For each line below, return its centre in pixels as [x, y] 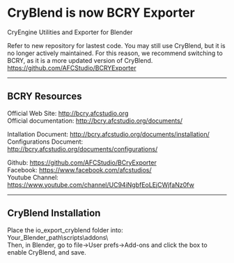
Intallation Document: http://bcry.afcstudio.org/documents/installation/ [109, 134]
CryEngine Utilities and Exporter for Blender [70, 32]
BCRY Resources [45, 97]
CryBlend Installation [54, 213]
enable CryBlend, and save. [47, 252]
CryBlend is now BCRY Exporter [101, 13]
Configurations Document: [45, 142]
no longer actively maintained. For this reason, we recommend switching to [115, 53]
